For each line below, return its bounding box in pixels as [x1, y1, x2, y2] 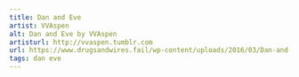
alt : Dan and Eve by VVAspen [9, 29, 117, 38]
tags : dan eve [9, 54, 62, 63]
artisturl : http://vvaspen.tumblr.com [9, 37, 153, 47]
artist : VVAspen [9, 21, 69, 30]
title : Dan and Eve [9, 12, 82, 22]
